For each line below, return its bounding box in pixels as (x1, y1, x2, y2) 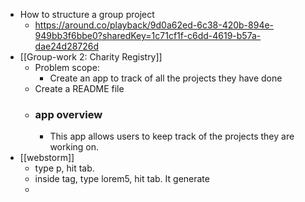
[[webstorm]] (19, 152, 75, 164)
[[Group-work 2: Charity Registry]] (19, 51, 163, 63)
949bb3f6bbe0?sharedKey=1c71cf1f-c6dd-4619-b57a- (34, 30, 262, 41)
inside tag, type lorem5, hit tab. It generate (34, 173, 210, 185)
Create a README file (34, 83, 125, 94)
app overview (34, 107, 103, 121)
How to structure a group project (19, 9, 155, 20)
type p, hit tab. (34, 162, 95, 174)
